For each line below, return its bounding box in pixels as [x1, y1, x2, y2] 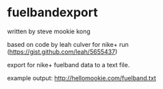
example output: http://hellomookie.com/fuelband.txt [7, 73, 156, 82]
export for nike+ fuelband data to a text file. [7, 60, 130, 69]
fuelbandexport [7, 5, 98, 20]
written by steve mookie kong [7, 27, 91, 35]
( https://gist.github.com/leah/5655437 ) [7, 48, 118, 56]
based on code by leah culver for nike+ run [7, 40, 129, 48]
